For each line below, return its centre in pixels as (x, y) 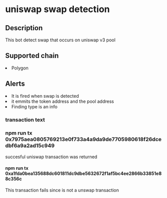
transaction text (25, 119)
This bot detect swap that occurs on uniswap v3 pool (60, 40)
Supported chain (32, 56)
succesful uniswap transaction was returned (51, 157)
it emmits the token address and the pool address (63, 101)
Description (24, 28)
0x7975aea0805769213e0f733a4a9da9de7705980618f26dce (83, 140)
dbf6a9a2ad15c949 (30, 146)
